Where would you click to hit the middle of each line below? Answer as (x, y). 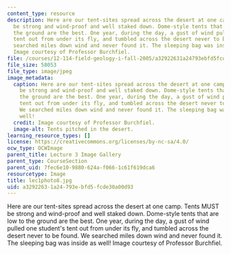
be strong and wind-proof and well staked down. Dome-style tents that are (113, 214)
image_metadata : (30, 78)
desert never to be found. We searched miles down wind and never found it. (115, 236)
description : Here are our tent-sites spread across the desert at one (112, 20)
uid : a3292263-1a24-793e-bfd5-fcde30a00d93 (70, 187)
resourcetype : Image (37, 174)
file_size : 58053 (32, 65)
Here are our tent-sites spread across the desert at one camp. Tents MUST (113, 206)
